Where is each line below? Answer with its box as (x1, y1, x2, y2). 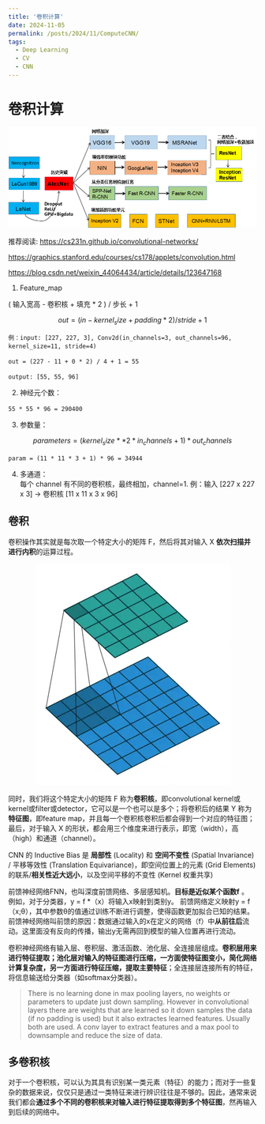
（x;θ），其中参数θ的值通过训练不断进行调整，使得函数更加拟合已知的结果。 (8, 906, 255, 916)
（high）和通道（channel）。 (8, 833, 100, 843)
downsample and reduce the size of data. (27, 1030, 163, 1039)
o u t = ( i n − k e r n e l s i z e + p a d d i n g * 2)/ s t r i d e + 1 (58, 315, 207, 327)
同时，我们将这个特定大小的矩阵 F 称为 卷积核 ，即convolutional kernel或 (8, 794, 241, 803)
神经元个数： (19, 388, 62, 398)
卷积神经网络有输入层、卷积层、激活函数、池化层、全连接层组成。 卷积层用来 (8, 943, 257, 952)
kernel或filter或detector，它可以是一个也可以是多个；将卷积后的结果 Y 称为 (8, 803, 252, 813)
